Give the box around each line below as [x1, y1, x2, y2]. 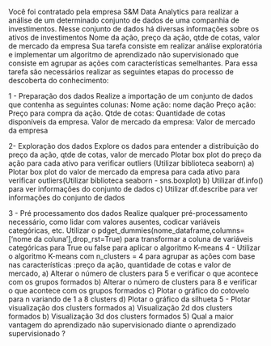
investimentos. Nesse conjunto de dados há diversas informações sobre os [8, 24, 260, 33]
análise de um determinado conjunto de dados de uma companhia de [8, 15, 240, 25]
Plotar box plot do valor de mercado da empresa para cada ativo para [8, 167, 240, 176]
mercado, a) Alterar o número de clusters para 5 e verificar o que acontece [8, 268, 259, 278]
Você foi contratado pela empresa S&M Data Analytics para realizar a [8, 7, 239, 16]
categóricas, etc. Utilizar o [8, 226, 96, 235]
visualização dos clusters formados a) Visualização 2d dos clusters [8, 303, 233, 312]
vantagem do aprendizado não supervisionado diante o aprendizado [8, 320, 236, 330]
